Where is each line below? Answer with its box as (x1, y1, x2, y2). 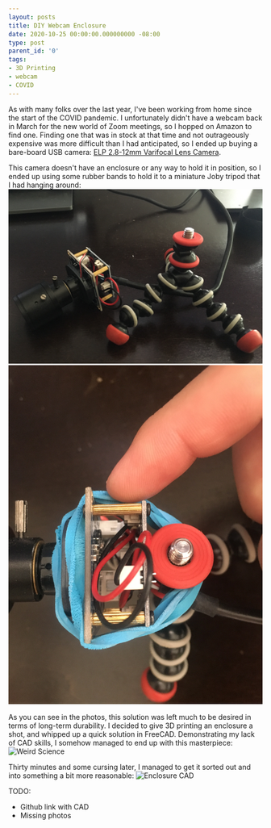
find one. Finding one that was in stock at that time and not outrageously (8, 130, 250, 140)
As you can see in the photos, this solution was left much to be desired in (8, 712, 252, 721)
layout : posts (8, 13, 56, 21)
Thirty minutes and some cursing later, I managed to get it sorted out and (8, 762, 252, 772)
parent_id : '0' (8, 47, 60, 56)
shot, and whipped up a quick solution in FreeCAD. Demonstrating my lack (8, 729, 256, 738)
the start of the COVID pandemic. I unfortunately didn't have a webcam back (8, 113, 263, 123)
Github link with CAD (19, 801, 90, 811)
